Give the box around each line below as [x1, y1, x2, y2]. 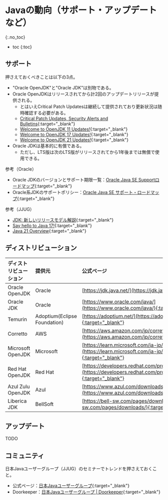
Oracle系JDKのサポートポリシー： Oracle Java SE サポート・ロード [12, 189, 151, 195]
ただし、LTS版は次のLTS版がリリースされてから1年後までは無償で [19, 149, 155, 155]
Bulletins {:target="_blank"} [19, 121, 75, 127]
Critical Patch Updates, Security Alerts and [19, 115, 108, 121]
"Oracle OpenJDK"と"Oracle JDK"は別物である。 [12, 84, 114, 90]
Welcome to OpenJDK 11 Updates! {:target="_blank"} [19, 126, 128, 132]
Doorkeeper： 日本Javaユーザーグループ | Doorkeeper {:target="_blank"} [12, 489, 161, 495]
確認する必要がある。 [24, 110, 68, 116]
